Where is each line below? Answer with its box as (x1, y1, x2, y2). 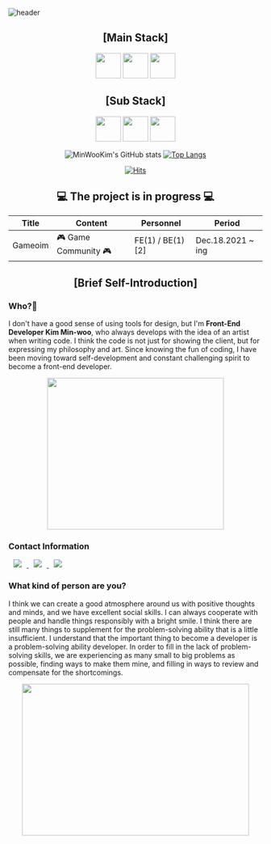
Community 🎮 (56, 245, 112, 257)
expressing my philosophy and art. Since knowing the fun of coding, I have (8, 345, 257, 354)
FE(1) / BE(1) (134, 235, 186, 246)
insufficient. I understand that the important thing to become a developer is (8, 633, 258, 643)
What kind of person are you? (8, 580, 127, 592)
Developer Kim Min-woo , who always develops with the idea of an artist (8, 328, 250, 337)
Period (214, 218, 240, 229)
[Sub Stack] (105, 94, 166, 108)
